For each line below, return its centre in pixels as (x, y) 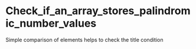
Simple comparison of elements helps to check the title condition (84, 40)
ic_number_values (51, 23)
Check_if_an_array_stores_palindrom (98, 11)
